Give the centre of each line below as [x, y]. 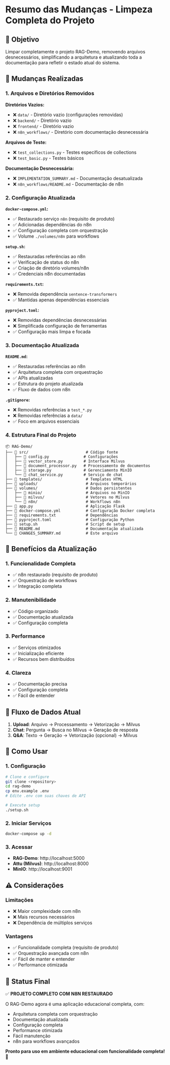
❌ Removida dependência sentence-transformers [65, 294]
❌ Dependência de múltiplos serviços [52, 923]
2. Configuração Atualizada [40, 197]
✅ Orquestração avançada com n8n [51, 953]
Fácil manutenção [32, 1036]
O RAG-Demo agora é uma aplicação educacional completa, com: [75, 1004]
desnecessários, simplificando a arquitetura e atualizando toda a [74, 57]
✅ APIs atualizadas [33, 378]
